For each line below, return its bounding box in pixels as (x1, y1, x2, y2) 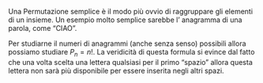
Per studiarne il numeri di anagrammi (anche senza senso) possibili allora (8, 39, 246, 48)
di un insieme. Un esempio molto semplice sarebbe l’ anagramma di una (8, 15, 242, 25)
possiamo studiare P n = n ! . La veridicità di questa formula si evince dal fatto (8, 47, 255, 58)
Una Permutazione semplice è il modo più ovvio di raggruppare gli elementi (8, 7, 254, 16)
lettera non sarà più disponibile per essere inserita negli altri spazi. (8, 66, 224, 75)
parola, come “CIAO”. (8, 24, 77, 32)
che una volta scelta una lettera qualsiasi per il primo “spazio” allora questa (8, 57, 253, 66)
